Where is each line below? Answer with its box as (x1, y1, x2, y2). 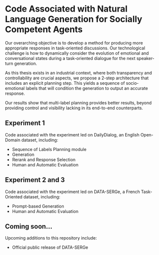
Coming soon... (5, 222, 53, 230)
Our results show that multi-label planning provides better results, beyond (5, 100, 152, 105)
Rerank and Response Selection (12, 156, 76, 163)
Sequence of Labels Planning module (12, 146, 87, 152)
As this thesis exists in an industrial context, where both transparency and (5, 70, 152, 75)
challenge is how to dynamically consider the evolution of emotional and (5, 50, 149, 56)
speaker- (136, 55, 155, 61)
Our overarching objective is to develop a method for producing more (5, 40, 144, 45)
